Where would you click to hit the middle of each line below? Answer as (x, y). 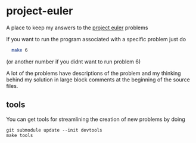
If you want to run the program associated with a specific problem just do (96, 39)
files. (12, 86)
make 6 (20, 50)
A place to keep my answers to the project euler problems (77, 28)
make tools (20, 135)
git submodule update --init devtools (54, 130)
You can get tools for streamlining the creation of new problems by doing (96, 119)
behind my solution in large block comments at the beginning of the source (98, 80)
